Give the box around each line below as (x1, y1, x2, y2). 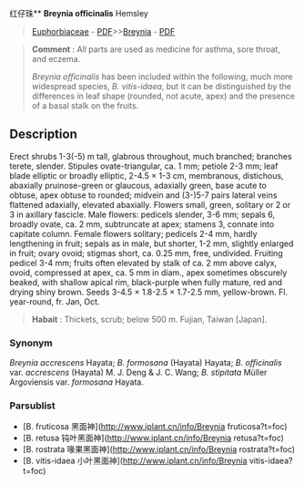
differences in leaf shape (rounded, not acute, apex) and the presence (31, 90, 296, 101)
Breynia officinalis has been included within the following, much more (31, 71, 293, 82)
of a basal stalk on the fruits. (31, 100, 139, 111)
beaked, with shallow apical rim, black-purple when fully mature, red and (9, 276, 282, 287)
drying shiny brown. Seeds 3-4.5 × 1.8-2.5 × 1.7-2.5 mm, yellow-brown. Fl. (9, 286, 289, 297)
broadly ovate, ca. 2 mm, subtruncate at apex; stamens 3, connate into (9, 218, 275, 230)
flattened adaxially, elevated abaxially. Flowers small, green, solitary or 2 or (9, 199, 291, 210)
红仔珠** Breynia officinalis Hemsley (9, 8, 148, 18)
